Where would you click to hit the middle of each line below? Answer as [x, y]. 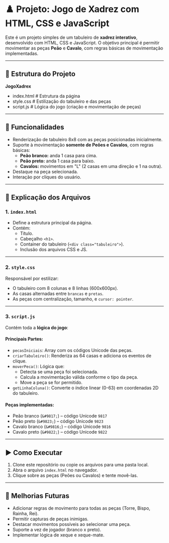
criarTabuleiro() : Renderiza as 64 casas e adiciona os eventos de [82, 356]
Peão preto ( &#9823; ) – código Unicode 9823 [58, 421]
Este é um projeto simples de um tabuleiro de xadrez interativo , [71, 37]
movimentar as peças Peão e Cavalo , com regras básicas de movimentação [84, 48]
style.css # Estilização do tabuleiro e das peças [62, 101]
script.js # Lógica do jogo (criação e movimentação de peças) [77, 106]
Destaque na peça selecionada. [45, 171]
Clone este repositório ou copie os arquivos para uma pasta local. [81, 465]
